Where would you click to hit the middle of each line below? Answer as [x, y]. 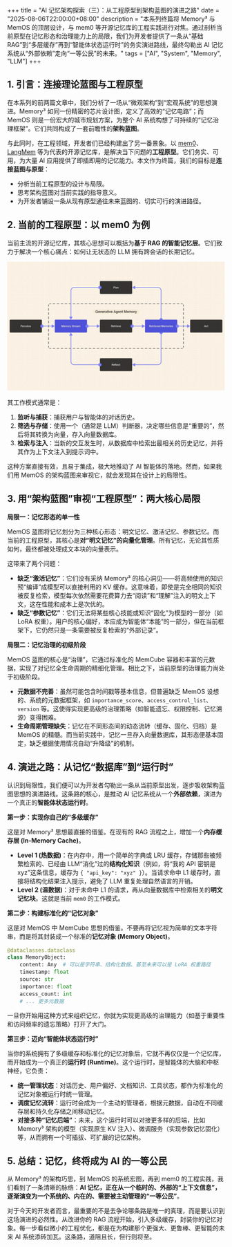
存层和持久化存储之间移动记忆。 [62, 1111]
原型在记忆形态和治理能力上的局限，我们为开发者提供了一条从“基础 [108, 36]
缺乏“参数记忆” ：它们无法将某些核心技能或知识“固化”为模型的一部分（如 [120, 612]
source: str [37, 979]
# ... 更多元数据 [42, 1001]
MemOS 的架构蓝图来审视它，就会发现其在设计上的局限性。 [106, 475]
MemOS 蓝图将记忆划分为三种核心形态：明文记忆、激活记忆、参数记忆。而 [113, 532]
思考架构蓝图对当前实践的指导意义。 [69, 192]
